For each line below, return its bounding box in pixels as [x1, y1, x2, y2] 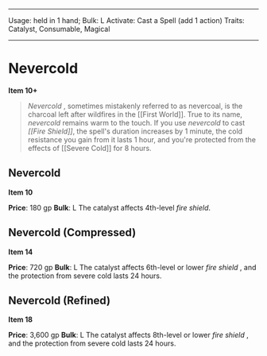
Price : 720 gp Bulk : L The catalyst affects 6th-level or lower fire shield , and [8, 262, 257, 272]
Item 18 [8, 315, 33, 324]
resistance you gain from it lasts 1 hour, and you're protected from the [27, 134, 257, 144]
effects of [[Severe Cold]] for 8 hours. [27, 143, 153, 153]
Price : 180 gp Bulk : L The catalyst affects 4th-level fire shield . [8, 203, 211, 212]
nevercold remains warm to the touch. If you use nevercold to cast [27, 118, 245, 127]
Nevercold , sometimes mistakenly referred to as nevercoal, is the [27, 101, 243, 110]
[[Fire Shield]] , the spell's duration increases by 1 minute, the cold [27, 126, 243, 136]
